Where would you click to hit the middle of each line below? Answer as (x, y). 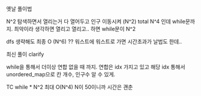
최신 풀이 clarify (25, 54)
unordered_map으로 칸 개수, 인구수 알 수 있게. (61, 74)
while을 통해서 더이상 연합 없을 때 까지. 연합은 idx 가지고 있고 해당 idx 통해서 (96, 67)
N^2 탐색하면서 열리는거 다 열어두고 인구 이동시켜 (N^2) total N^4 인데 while (96, 21)
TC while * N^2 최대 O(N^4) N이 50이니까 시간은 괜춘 (70, 87)
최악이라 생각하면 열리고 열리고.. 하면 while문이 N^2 (75, 29)
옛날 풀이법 (19, 9)
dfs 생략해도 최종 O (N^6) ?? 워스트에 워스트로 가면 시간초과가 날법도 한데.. (94, 41)
